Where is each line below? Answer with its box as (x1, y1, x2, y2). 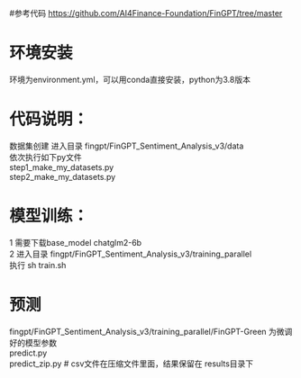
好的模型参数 (9, 337, 57, 348)
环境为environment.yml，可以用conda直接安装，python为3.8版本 (9, 74, 251, 85)
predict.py (9, 347, 48, 358)
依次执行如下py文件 (9, 151, 83, 162)
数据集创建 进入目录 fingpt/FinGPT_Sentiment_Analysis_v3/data (9, 140, 244, 151)
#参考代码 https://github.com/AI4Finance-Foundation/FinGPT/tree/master (9, 8, 283, 18)
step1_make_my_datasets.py (9, 161, 114, 173)
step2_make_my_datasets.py (9, 171, 116, 182)
